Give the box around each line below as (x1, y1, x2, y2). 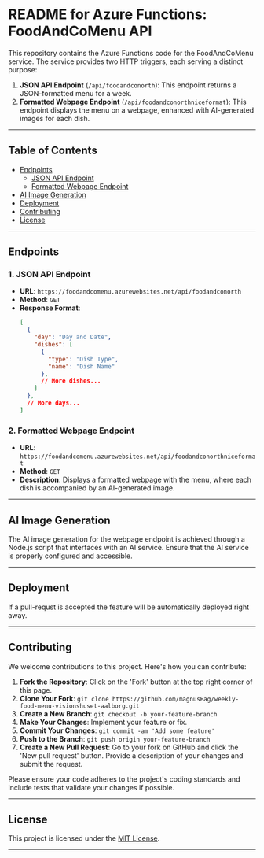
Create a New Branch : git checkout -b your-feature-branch (19, 708, 218, 718)
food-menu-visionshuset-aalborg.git (19, 702, 140, 710)
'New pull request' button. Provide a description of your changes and (19, 750, 244, 760)
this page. (19, 685, 53, 694)
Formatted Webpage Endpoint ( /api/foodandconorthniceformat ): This (19, 97, 247, 106)
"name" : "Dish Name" (48, 362, 115, 371)
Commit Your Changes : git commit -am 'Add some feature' (19, 726, 215, 735)
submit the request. (19, 759, 83, 768)
